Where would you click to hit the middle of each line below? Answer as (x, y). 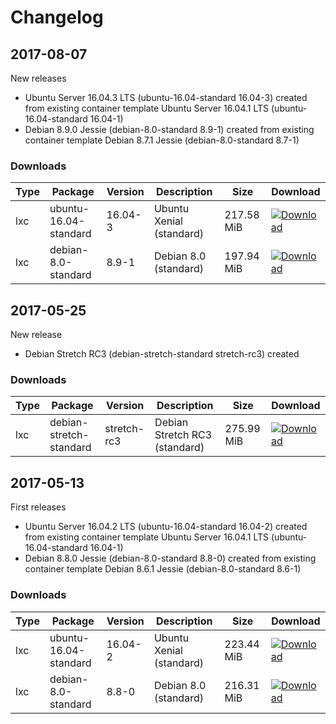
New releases (38, 78)
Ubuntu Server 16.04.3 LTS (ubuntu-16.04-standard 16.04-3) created (166, 97)
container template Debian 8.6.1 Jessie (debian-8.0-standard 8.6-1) (163, 569)
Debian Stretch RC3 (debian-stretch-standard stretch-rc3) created (162, 354)
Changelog (57, 17)
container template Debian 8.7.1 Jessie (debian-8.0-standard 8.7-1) (162, 140)
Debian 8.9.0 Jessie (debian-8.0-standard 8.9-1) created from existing (169, 129)
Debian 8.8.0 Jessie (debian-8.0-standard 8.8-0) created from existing (170, 558)
